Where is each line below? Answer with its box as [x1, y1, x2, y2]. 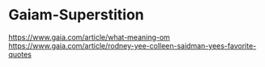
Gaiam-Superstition [8, 6, 144, 24]
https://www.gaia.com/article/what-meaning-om [8, 32, 170, 42]
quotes [8, 49, 32, 59]
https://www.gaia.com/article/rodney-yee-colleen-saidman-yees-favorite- [8, 40, 257, 50]
